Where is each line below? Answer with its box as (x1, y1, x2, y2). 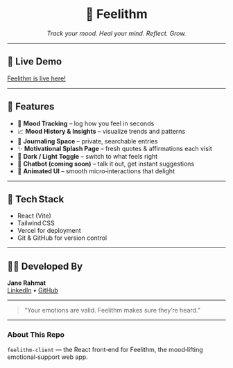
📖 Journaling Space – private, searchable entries (17, 137, 158, 145)
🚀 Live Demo (7, 55, 62, 68)
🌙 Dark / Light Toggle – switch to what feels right (17, 152, 158, 160)
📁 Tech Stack (7, 193, 64, 205)
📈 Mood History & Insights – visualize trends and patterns (17, 127, 186, 135)
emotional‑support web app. (7, 353, 88, 361)
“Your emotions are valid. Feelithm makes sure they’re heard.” (24, 306, 201, 315)
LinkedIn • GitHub (7, 286, 59, 295)
